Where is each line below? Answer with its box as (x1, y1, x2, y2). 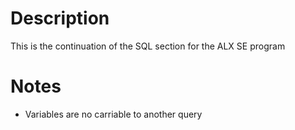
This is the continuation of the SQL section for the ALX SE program (10, 40, 286, 52)
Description (10, 7, 110, 30)
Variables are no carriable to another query (24, 108, 203, 120)
